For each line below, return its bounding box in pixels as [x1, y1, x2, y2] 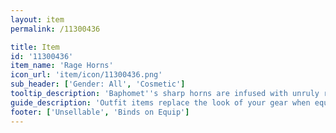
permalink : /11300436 [10, 24, 101, 34]
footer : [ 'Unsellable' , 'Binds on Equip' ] [10, 107, 190, 117]
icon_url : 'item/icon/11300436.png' [10, 70, 163, 80]
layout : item [10, 14, 65, 25]
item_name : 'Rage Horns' [10, 61, 114, 71]
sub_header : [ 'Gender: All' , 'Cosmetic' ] [10, 79, 186, 90]
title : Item [10, 42, 60, 52]
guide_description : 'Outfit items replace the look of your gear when [10, 97, 311, 108]
